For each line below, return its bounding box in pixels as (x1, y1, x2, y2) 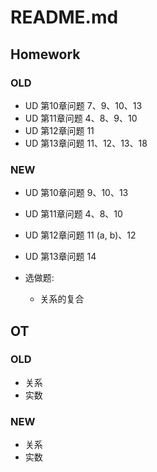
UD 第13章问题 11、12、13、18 (24, 137, 148, 149)
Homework (10, 46, 81, 63)
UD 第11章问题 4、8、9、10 (24, 112, 138, 124)
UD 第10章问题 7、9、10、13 (24, 99, 143, 111)
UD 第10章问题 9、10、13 (24, 187, 129, 199)
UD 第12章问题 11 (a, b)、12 (24, 229, 137, 241)
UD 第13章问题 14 (24, 251, 97, 263)
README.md (10, 6, 119, 29)
